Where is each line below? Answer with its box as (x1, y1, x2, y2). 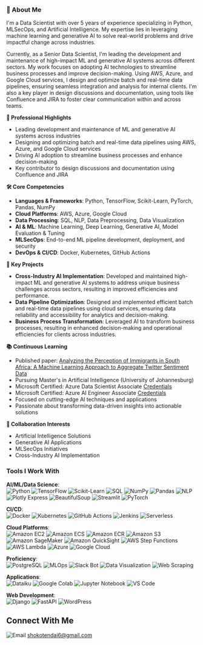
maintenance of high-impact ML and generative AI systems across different (6, 57, 195, 64)
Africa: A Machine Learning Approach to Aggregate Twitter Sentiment (15, 363, 189, 371)
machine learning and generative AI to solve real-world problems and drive (6, 32, 193, 40)
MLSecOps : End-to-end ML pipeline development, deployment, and (15, 236, 185, 243)
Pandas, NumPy (15, 204, 56, 211)
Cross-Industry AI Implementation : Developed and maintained (15, 273, 173, 280)
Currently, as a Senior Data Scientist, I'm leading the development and (6, 51, 182, 58)
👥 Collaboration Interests (6, 420, 71, 428)
